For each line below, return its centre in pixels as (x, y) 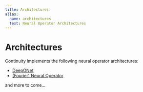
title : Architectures (27, 10)
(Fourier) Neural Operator (38, 76)
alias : (12, 14)
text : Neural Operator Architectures (48, 23)
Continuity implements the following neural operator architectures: (72, 61)
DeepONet (23, 70)
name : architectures (30, 19)
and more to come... (25, 85)
